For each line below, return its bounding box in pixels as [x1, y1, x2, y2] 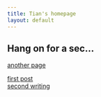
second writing [7, 82, 50, 91]
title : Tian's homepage [7, 10, 77, 17]
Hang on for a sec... [7, 43, 95, 54]
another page [7, 61, 47, 70]
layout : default [7, 17, 54, 24]
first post [7, 75, 33, 83]
